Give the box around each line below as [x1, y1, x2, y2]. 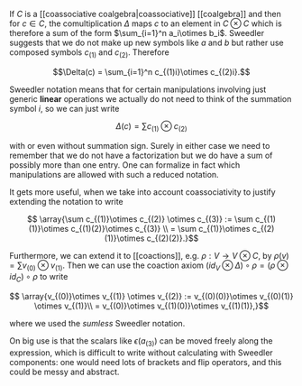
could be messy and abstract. [9, 366, 120, 377]
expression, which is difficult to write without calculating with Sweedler [9, 347, 273, 358]
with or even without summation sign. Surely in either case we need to [9, 140, 270, 151]
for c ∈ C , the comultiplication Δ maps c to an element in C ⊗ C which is [9, 18, 282, 29]
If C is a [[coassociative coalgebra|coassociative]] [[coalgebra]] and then [9, 9, 281, 19]
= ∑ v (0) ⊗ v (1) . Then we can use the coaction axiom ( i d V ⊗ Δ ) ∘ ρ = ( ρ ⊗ [9, 260, 288, 272]
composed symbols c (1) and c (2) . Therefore [9, 47, 169, 60]
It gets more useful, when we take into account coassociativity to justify [9, 186, 277, 198]
